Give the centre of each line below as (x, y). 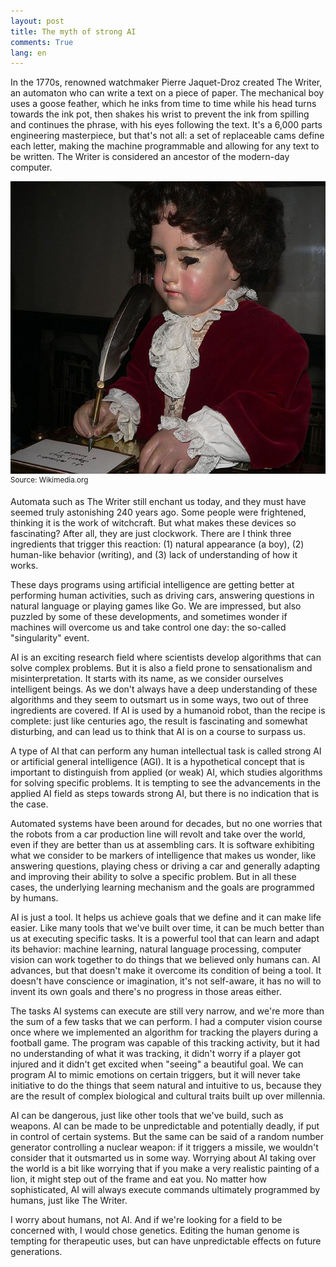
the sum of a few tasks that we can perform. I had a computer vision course (166, 1022)
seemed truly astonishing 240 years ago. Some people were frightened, (158, 512)
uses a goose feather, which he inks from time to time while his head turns (163, 104)
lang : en (28, 53)
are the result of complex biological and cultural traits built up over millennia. (168, 1096)
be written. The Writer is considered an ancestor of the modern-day (150, 157)
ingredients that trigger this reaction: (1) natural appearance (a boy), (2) (157, 544)
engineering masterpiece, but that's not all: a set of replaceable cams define (167, 136)
